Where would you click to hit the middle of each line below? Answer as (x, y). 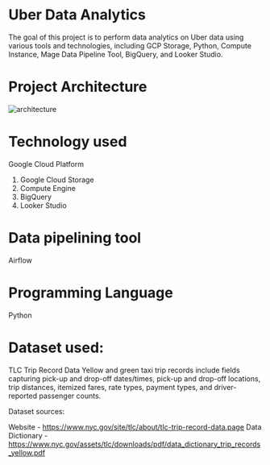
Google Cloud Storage (57, 180)
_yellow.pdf (27, 452)
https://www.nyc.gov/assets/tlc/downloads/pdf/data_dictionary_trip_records (135, 444)
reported (23, 396)
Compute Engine (48, 188)
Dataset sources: (37, 411)
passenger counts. (70, 396)
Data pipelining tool (75, 238)
